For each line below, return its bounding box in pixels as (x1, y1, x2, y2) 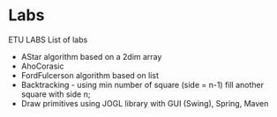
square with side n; (20, 89, 91, 99)
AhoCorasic (20, 61, 64, 71)
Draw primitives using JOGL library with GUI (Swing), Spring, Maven (20, 98, 269, 108)
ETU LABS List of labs (8, 34, 88, 45)
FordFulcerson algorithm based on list (20, 69, 160, 80)
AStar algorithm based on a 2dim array (20, 51, 162, 62)
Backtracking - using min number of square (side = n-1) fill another (20, 79, 264, 90)
